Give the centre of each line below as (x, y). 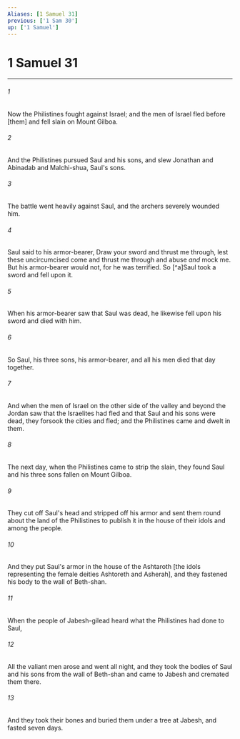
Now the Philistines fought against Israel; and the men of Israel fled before (117, 114)
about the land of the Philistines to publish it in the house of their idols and (117, 521)
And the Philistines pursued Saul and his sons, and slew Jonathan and (110, 160)
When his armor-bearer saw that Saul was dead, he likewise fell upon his (114, 313)
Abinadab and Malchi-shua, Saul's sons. (67, 167)
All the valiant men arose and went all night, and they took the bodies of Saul (120, 666)
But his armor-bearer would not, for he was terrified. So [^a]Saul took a (112, 267)
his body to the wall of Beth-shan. (57, 582)
